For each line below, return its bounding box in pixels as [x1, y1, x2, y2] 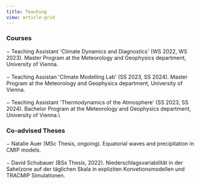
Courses [6, 34, 32, 43]
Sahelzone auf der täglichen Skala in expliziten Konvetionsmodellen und [6, 165, 185, 173]
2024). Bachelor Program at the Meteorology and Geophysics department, [6, 105, 192, 112]
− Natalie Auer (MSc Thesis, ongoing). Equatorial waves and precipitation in [6, 140, 195, 147]
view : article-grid [6, 14, 55, 20]
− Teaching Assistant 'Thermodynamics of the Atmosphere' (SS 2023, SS [6, 98, 189, 105]
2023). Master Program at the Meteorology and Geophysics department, [6, 54, 187, 61]
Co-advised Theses [6, 126, 66, 135]
